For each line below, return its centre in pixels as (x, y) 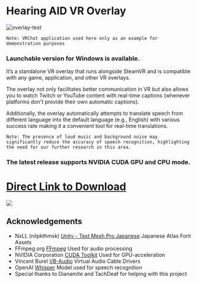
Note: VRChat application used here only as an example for (82, 38)
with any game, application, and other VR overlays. (68, 78)
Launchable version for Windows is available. (73, 58)
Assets (23, 242)
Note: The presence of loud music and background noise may (82, 137)
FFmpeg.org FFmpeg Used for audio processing (73, 249)
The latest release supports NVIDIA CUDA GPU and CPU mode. (99, 162)
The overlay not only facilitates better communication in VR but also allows (97, 89)
